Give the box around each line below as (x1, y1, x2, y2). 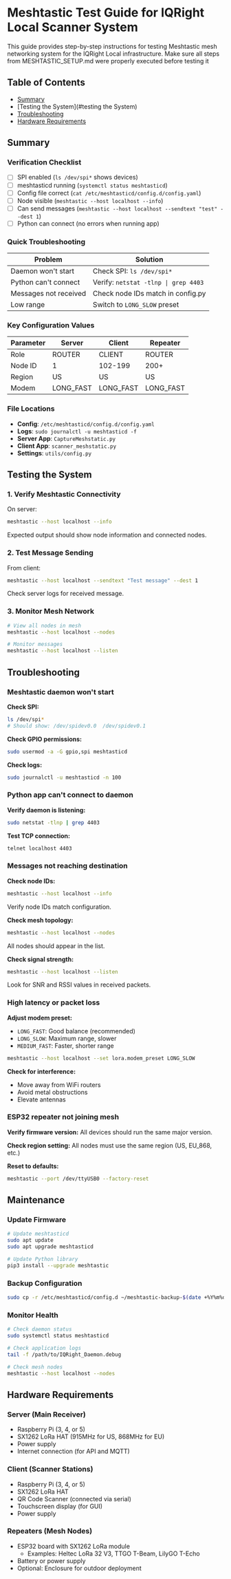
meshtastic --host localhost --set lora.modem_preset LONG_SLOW (7, 1055, 195, 1062)
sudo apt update (7, 1237, 54, 1244)
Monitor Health (7, 1310, 58, 1320)
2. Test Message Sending (7, 548, 94, 558)
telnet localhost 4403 (7, 845, 72, 852)
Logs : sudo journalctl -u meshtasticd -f (16, 427, 137, 435)
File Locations (7, 404, 55, 413)
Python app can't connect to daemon (7, 790, 134, 799)
